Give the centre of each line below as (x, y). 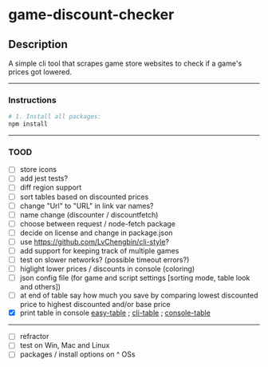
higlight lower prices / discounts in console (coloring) (107, 269)
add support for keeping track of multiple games (99, 250)
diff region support (51, 187)
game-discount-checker (91, 15)
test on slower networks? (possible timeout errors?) (104, 259)
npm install (28, 124)
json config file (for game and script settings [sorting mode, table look (135, 278)
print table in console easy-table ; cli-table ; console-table (115, 313)
